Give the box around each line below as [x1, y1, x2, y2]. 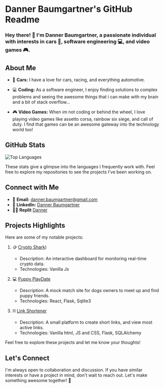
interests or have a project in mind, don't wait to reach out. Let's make [5, 372, 148, 378]
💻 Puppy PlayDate [12, 276, 51, 282]
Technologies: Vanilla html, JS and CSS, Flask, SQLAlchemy [19, 330, 142, 336]
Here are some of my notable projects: [5, 234, 83, 241]
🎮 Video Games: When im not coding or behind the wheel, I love [12, 109, 146, 115]
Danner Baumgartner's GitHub [5, 3, 132, 15]
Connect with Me [5, 183, 59, 192]
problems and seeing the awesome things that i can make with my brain [12, 94, 159, 99]
